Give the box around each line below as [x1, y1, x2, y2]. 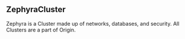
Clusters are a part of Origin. [6, 26, 76, 33]
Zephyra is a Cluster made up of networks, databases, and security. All [6, 20, 180, 27]
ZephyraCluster [6, 5, 66, 15]
